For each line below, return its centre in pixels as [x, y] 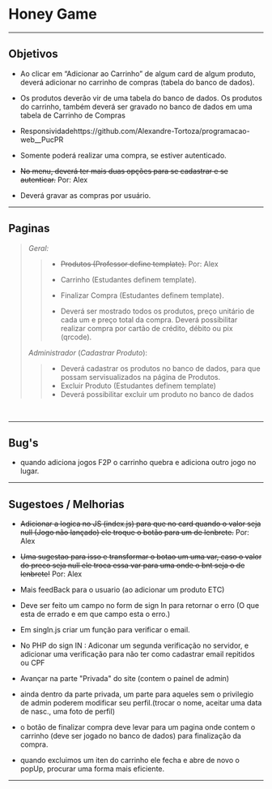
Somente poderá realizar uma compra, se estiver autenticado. [123, 155]
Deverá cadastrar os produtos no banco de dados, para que [160, 368]
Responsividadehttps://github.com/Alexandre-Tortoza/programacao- [135, 131]
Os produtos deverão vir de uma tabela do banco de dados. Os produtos [141, 97]
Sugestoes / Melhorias [67, 504]
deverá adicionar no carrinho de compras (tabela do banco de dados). [137, 82]
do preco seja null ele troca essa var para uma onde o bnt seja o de [132, 566]
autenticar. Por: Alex [54, 179]
